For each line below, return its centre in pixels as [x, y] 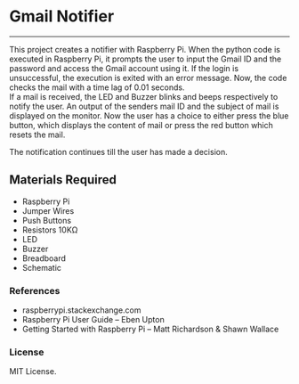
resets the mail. [37, 135]
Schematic [42, 267]
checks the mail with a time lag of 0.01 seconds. [97, 87]
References [35, 290]
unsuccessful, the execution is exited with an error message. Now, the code [148, 78]
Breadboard [44, 258]
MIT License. [33, 372]
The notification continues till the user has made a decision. [119, 151]
